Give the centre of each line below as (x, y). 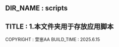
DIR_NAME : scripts (37, 8)
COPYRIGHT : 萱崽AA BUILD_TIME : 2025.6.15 (53, 39)
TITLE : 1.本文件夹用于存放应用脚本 (59, 26)
